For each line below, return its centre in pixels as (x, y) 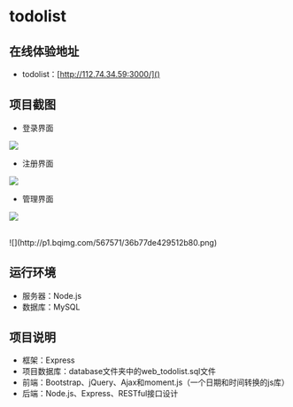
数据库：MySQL (51, 307)
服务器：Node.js (52, 295)
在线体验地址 (44, 51)
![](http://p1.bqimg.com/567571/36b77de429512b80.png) (113, 242)
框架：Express (48, 360)
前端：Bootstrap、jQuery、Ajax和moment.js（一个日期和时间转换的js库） (155, 382)
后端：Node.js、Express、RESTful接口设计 (100, 394)
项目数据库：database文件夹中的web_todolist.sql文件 (119, 372)
